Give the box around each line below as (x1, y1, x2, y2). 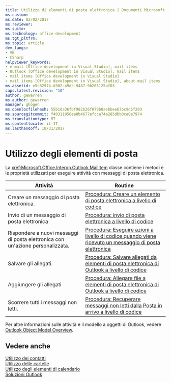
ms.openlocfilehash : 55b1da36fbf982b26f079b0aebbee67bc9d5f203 (5, 107, 142, 112)
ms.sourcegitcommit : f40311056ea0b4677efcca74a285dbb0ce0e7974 (5, 112, 142, 117)
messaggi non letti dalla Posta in (85, 302, 162, 309)
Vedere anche (5, 342, 51, 350)
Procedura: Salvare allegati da (85, 254, 157, 261)
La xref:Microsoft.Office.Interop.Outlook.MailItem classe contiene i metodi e (5, 165, 164, 171)
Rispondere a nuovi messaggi (8, 230, 79, 237)
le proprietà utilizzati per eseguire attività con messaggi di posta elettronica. (5, 170, 164, 176)
